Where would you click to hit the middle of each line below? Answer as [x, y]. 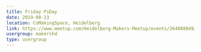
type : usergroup [26, 39]
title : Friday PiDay [32, 12]
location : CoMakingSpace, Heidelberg [53, 23]
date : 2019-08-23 [28, 17]
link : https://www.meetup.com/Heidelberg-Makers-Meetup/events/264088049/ [101, 28]
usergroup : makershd [32, 34]
